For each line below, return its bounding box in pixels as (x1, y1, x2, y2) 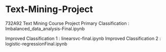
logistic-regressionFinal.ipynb (5, 40, 68, 46)
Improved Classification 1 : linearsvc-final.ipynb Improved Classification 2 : (5, 35, 161, 41)
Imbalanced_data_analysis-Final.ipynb (5, 25, 85, 31)
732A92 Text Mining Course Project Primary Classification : (5, 20, 129, 26)
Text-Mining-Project (5, 4, 93, 15)
